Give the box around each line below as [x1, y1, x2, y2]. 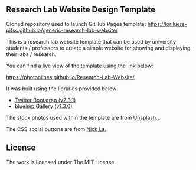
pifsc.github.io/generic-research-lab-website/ [6, 27, 118, 34]
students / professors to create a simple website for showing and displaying [6, 44, 191, 51]
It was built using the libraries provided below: [6, 85, 119, 92]
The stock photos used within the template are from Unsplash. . [6, 114, 159, 121]
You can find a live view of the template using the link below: [6, 62, 153, 69]
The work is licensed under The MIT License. [6, 158, 116, 165]
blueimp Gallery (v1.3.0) [14, 103, 73, 110]
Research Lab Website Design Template [6, 5, 155, 15]
